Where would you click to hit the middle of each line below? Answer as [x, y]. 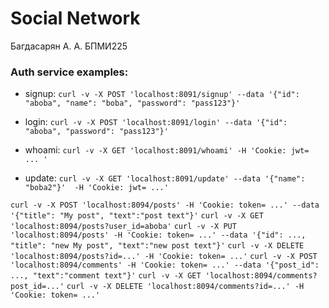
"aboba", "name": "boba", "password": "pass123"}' [132, 103]
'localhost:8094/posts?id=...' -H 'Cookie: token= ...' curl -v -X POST [164, 257]
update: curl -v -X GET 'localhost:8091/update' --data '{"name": [165, 178]
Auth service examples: [69, 72]
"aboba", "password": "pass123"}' [96, 132]
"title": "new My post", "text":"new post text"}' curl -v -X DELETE [157, 246]
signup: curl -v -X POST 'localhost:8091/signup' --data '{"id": [162, 94]
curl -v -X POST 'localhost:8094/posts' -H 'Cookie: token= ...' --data [165, 205]
